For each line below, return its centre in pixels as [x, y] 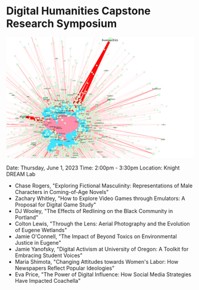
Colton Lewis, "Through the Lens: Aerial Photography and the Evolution [102, 224]
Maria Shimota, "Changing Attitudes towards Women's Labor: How [97, 262]
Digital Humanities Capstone [78, 11]
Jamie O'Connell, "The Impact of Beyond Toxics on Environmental [96, 236]
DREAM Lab [21, 174]
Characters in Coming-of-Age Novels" [62, 192]
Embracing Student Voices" [49, 255]
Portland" [27, 217]
